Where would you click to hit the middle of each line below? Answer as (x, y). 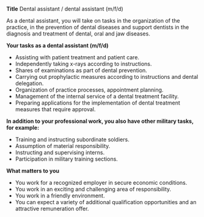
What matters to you (33, 171)
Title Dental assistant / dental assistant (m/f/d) (65, 9)
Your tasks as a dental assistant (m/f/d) (57, 46)
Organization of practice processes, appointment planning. (89, 90)
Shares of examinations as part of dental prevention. (81, 70)
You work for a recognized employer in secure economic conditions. (101, 182)
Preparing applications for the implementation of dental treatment (97, 103)
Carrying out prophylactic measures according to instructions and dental (107, 77)
